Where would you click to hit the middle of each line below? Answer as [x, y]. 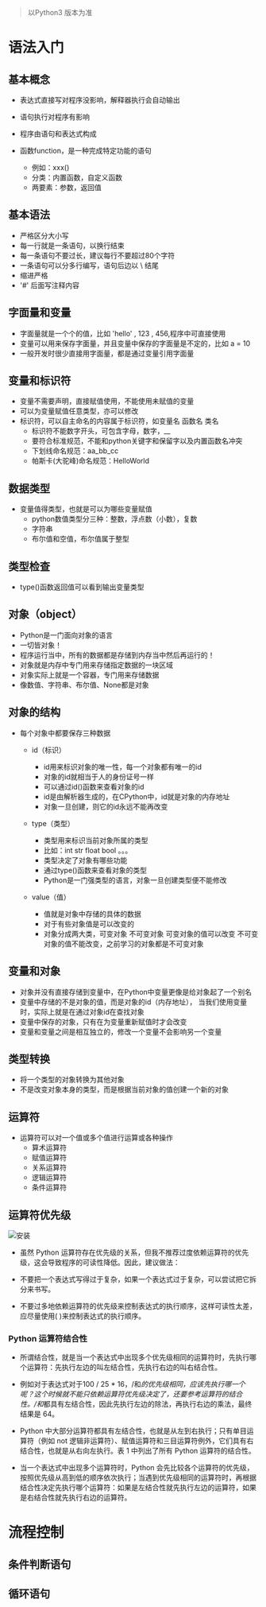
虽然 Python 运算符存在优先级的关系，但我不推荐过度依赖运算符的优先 [134, 1252]
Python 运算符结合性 [48, 1338]
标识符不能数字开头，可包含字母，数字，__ [101, 431]
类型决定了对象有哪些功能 [85, 860]
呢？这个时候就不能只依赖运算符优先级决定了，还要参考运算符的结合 [131, 1394]
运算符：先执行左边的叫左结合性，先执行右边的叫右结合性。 [124, 1368]
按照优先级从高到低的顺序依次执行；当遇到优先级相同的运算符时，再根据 [138, 1477]
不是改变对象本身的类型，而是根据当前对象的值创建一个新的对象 [124, 1089]
